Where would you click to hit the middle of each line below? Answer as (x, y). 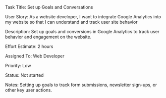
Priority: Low (18, 66)
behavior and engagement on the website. (48, 37)
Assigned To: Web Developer (35, 56)
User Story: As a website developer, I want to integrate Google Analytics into (83, 17)
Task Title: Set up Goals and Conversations (49, 7)
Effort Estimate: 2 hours (29, 46)
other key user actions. (28, 90)
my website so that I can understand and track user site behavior (71, 22)
